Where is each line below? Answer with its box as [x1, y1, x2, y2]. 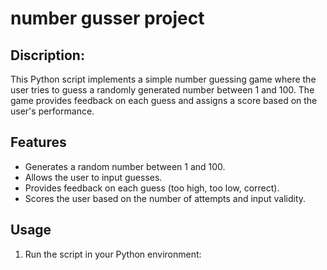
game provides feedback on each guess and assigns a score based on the [10, 95, 318, 106]
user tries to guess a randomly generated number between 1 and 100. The [10, 84, 315, 96]
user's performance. [10, 105, 95, 117]
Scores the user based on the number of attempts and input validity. [24, 192, 307, 204]
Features [10, 134, 67, 151]
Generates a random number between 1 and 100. [24, 160, 226, 172]
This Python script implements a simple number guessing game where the [10, 73, 317, 85]
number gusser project [10, 7, 205, 30]
